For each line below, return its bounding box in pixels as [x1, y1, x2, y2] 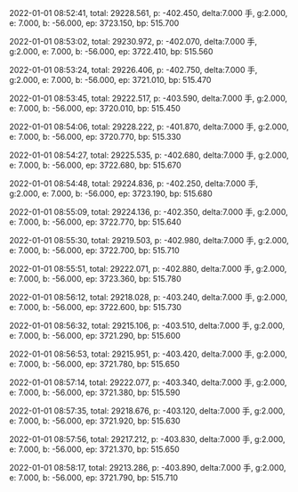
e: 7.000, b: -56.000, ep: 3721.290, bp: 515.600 [9, 331, 181, 340]
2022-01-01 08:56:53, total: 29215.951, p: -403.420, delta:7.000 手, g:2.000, [9, 348, 287, 359]
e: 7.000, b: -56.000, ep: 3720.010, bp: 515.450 [9, 103, 181, 113]
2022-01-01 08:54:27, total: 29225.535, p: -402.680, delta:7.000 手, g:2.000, [9, 150, 289, 160]
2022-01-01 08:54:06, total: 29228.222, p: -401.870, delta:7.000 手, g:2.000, [9, 121, 289, 132]
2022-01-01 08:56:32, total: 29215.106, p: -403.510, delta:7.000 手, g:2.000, [9, 320, 286, 331]
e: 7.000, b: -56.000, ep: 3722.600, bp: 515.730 [9, 302, 182, 312]
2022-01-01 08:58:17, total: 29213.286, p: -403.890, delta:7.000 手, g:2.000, [9, 463, 286, 472]
